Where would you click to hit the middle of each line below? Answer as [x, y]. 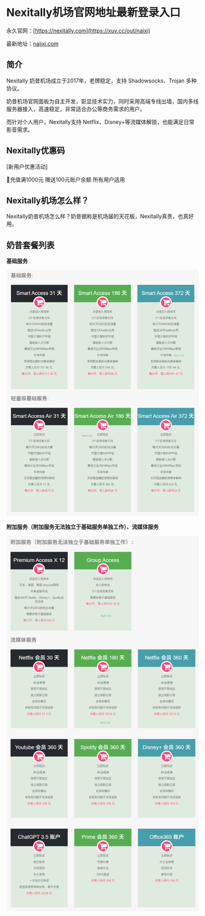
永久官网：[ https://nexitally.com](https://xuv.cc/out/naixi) [78, 31]
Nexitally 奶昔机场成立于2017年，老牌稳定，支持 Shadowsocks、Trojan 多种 [102, 81]
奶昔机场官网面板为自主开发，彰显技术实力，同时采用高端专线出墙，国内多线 [103, 101]
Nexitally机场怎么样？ [48, 200]
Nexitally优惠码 [36, 151]
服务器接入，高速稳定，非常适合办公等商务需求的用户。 [76, 109]
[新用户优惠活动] [27, 166]
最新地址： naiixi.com [33, 43]
